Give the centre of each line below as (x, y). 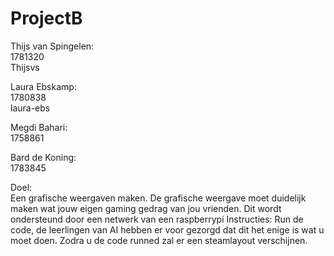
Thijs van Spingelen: (52, 46)
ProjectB (46, 18)
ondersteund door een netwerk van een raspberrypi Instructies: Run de (157, 219)
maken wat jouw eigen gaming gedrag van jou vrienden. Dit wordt (146, 208)
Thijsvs (25, 67)
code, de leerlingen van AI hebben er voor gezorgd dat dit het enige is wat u (167, 229)
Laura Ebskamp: (43, 86)
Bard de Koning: (43, 157)
